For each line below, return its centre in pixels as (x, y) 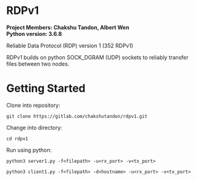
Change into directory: (34, 128)
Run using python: (29, 150)
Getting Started (46, 88)
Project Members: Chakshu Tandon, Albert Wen (68, 27)
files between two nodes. (38, 64)
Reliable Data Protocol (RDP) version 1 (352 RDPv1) (70, 46)
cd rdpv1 (17, 138)
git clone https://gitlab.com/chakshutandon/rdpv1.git (77, 116)
